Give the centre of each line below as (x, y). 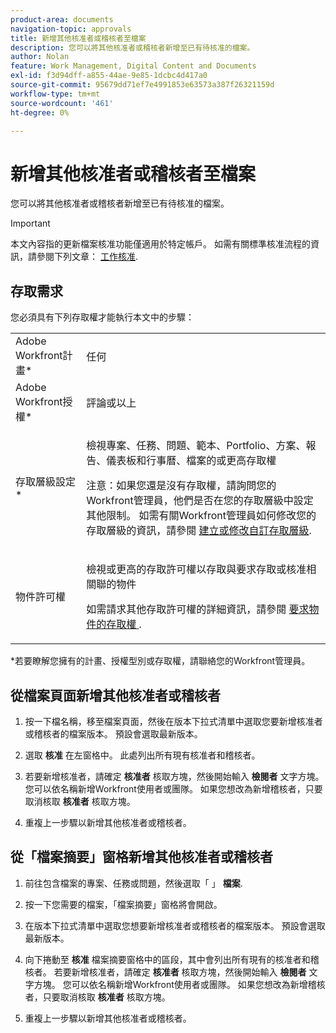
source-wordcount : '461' (62, 103)
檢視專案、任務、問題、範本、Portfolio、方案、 (196, 446)
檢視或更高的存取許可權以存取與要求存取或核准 (196, 569)
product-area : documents (62, 19)
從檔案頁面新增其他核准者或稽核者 (115, 695)
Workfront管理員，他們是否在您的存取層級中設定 (200, 501)
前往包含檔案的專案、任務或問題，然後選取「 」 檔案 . (133, 883)
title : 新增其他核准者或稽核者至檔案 (78, 38)
